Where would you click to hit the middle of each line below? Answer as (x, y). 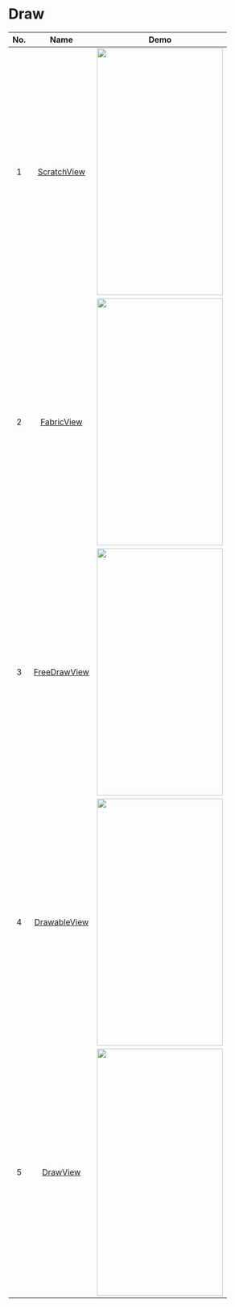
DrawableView (62, 922)
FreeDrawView (62, 672)
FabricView (61, 422)
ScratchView (62, 172)
